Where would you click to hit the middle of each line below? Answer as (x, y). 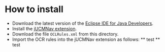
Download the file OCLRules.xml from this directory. (65, 34)
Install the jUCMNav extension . (44, 28)
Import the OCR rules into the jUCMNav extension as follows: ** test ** (86, 39)
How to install (34, 9)
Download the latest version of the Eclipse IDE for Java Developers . (82, 23)
